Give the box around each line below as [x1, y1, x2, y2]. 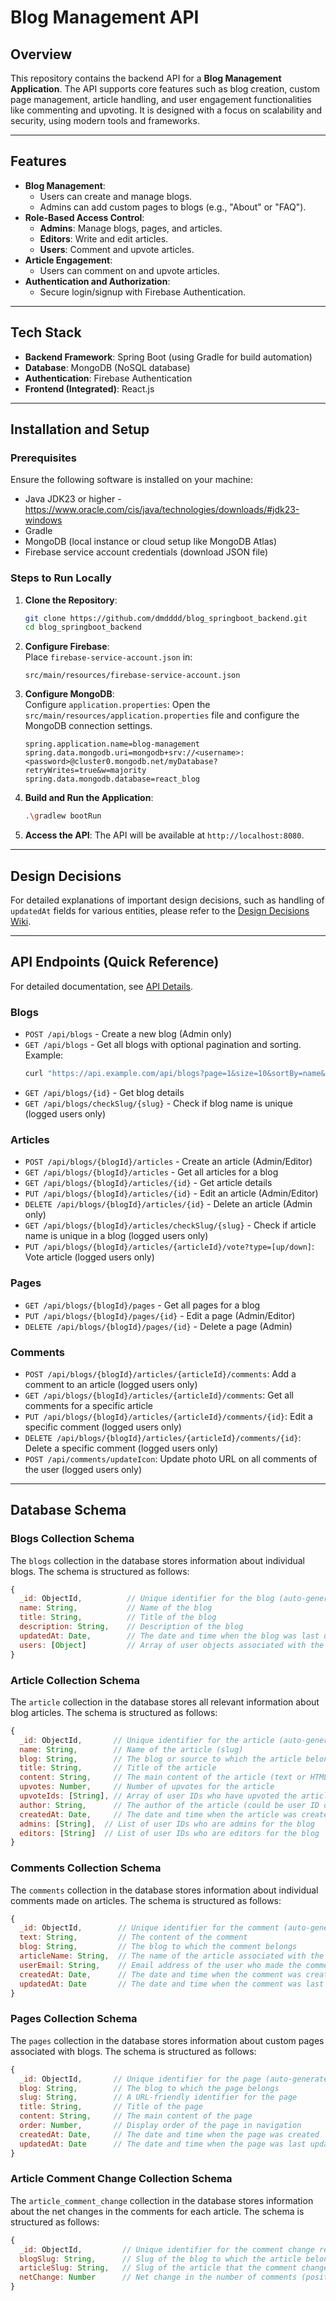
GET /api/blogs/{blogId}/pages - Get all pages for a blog [24, 1299, 261, 1311]
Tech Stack [10, 324, 82, 341]
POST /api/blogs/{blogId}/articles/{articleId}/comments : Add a [24, 1367, 297, 1380]
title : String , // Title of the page [19, 2102, 203, 2112]
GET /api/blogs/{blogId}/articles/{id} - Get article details [24, 1177, 273, 1189]
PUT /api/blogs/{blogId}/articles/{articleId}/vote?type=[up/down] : [24, 1241, 315, 1253]
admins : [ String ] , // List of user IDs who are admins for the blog [19, 1819, 315, 1829]
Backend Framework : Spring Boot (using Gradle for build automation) [24, 351, 313, 363]
